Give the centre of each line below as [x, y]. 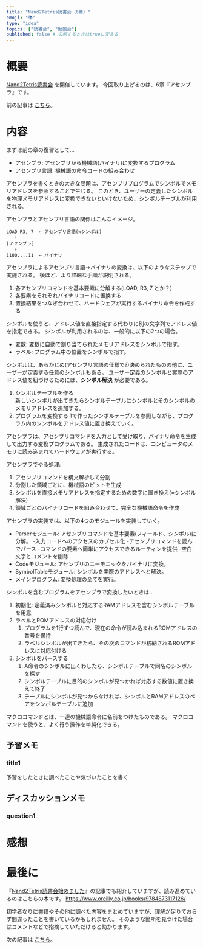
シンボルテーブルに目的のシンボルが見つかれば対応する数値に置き [106, 681]
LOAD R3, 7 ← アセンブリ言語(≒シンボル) [54, 232]
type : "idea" [23, 23]
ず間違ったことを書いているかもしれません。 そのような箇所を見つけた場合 [100, 919]
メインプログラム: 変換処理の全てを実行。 [67, 579]
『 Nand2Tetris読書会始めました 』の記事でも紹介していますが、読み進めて [98, 891]
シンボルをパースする [42, 658]
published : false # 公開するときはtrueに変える [62, 35]
